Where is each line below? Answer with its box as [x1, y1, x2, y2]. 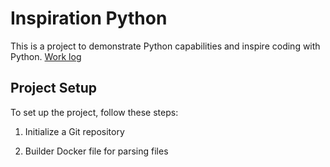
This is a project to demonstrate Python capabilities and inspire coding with [10, 40, 321, 52]
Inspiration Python [10, 7, 168, 30]
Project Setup [10, 80, 98, 97]
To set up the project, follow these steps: [10, 106, 179, 118]
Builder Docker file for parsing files [24, 145, 169, 157]
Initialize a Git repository [24, 125, 125, 137]
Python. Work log [10, 50, 82, 62]
